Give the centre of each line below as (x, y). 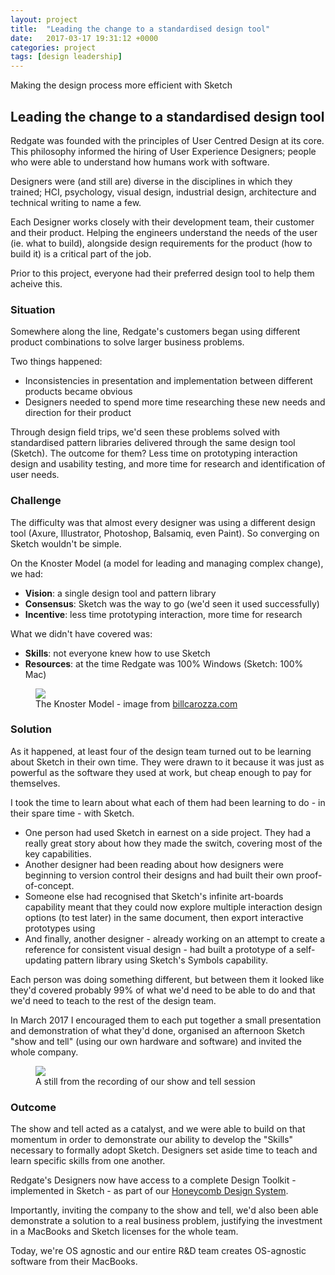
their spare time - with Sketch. (72, 813)
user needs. (35, 475)
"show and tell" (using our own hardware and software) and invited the (156, 1041)
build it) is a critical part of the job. (81, 253)
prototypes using (60, 928)
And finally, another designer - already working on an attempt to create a (175, 938)
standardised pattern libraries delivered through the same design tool (153, 443)
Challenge (36, 501)
